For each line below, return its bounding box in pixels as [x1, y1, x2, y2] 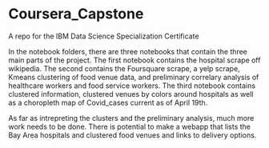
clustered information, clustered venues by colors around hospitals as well [8, 89, 254, 98]
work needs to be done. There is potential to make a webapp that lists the [8, 122, 251, 131]
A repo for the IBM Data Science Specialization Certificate [8, 31, 199, 41]
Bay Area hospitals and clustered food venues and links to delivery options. [8, 130, 257, 140]
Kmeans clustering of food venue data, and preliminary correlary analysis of [8, 72, 259, 82]
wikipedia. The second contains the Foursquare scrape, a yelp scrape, [8, 63, 240, 73]
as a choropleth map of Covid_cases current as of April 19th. [8, 98, 208, 107]
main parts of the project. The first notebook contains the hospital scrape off [8, 55, 261, 65]
